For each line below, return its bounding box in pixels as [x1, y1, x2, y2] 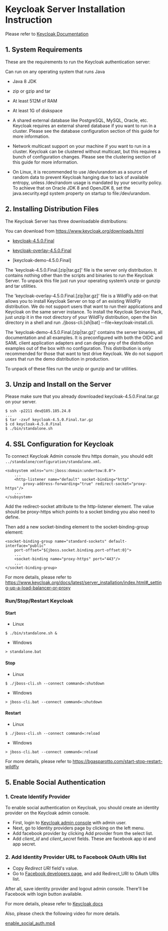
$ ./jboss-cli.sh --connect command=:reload [5, 731, 100, 736]
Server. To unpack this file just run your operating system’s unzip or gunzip [5, 278, 161, 284]
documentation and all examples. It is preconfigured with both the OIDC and [5, 334, 162, 341]
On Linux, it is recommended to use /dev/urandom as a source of [12, 168, 147, 175]
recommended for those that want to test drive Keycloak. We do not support [5, 351, 163, 357]
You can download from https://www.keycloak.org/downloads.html [5, 228, 144, 234]
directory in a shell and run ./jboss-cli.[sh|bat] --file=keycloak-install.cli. [5, 319, 154, 325]
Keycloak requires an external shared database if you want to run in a [12, 122, 156, 129]
